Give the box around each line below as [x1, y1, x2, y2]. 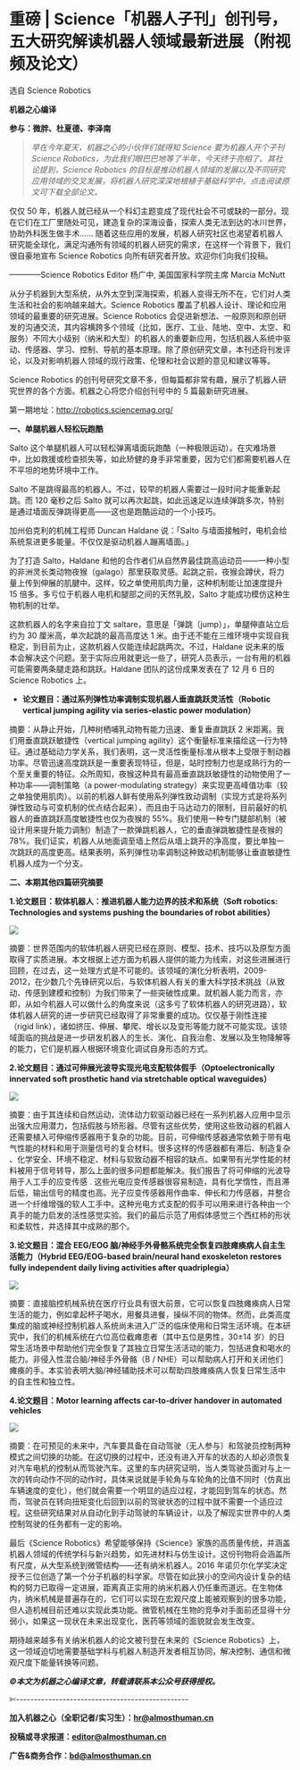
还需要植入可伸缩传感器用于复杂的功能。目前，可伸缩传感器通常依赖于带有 [9, 1131, 283, 1142]
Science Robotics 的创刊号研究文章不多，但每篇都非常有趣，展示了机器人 [9, 373, 279, 385]
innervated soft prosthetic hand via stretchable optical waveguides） [9, 1073, 272, 1084]
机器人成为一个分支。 [9, 858, 87, 868]
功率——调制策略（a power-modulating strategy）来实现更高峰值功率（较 [16, 779, 288, 790]
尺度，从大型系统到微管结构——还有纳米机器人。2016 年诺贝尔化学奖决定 [16, 1559, 287, 1570]
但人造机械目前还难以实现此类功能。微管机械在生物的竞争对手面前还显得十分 [9, 1604, 291, 1615]
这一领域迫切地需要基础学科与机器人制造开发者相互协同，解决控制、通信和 [9, 1646, 283, 1657]
